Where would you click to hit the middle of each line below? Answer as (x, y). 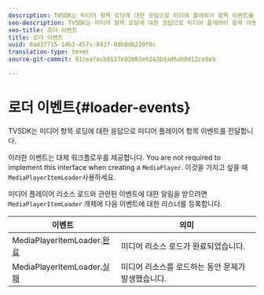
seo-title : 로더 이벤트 (43, 30)
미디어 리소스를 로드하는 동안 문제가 (183, 267)
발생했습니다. (144, 278)
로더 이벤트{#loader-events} (99, 108)
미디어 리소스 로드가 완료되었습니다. (183, 246)
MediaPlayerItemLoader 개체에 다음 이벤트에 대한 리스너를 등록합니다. (115, 203)
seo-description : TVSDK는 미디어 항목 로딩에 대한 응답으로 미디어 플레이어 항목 (126, 23)
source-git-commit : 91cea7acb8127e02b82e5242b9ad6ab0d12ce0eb (112, 60)
